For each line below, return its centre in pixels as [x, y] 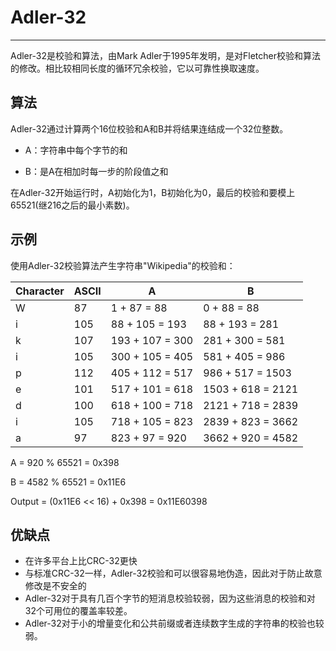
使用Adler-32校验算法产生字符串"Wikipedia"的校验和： [123, 265]
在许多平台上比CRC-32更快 [81, 561]
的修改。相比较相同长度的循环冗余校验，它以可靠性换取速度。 [137, 68]
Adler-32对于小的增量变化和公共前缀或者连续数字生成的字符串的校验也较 [174, 623]
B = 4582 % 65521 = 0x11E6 [68, 482]
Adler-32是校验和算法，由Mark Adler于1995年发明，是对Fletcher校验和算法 [165, 55]
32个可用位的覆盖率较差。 [78, 611]
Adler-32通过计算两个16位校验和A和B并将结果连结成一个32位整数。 [149, 128]
